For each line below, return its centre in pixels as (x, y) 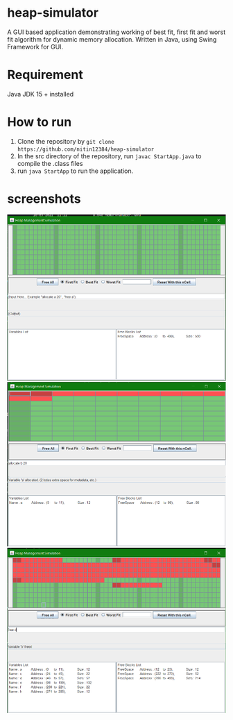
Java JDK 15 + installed (41, 94)
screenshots (44, 199)
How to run (40, 122)
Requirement (45, 75)
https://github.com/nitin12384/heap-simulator (86, 149)
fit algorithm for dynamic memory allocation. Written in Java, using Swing (112, 39)
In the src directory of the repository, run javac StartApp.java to (109, 156)
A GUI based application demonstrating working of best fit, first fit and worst (116, 32)
